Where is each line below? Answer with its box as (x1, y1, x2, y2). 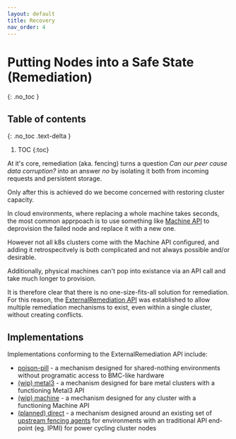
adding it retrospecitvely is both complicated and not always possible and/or (7, 246, 230, 254)
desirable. (7, 253, 37, 262)
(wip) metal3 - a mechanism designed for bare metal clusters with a (17, 378, 216, 387)
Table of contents (7, 113, 86, 125)
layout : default (7, 10, 55, 18)
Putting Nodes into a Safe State (7, 54, 194, 70)
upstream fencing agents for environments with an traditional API (17, 416, 207, 425)
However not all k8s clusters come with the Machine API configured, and (7, 238, 220, 246)
